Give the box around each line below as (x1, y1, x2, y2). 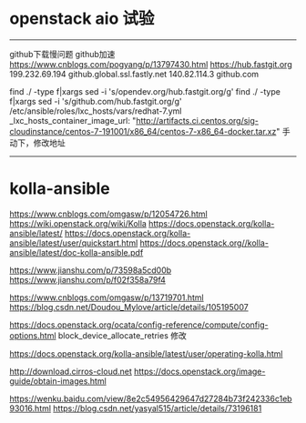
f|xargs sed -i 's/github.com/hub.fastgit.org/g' (9, 96, 182, 106)
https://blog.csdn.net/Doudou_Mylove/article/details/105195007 (9, 301, 249, 312)
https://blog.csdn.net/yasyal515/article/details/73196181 (53, 402, 262, 414)
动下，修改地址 (9, 137, 66, 148)
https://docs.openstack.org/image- (133, 366, 266, 377)
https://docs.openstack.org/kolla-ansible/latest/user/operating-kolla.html (9, 347, 283, 359)
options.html (9, 329, 56, 341)
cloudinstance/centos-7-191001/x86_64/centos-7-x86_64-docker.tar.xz (9, 126, 277, 136)
